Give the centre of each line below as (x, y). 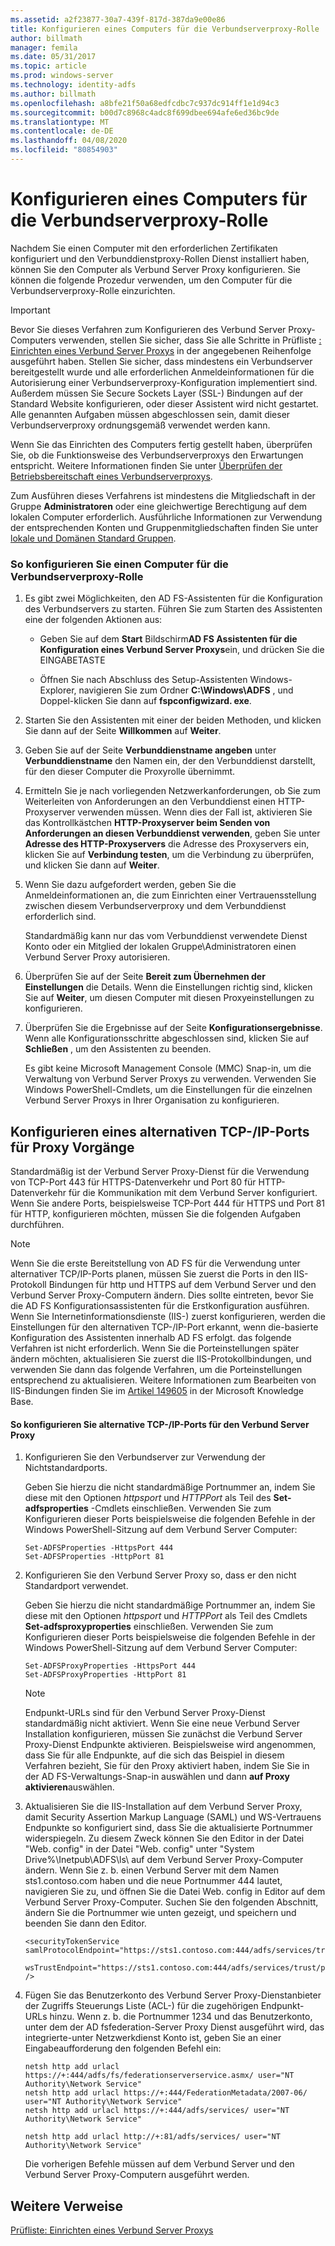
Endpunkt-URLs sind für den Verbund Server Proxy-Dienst (145, 1713)
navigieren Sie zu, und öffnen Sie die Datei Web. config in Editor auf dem (175, 1892)
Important (30, 310)
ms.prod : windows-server (62, 76)
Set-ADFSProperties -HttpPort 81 (94, 1557)
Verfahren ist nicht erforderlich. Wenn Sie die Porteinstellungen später (155, 1348)
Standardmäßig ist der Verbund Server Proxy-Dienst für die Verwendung (160, 1171)
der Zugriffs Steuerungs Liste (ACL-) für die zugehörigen (141, 2006)
